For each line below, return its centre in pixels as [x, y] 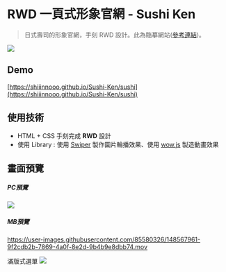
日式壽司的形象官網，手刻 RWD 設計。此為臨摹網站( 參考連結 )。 [114, 35]
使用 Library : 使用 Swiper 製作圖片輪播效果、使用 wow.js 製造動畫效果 [118, 144]
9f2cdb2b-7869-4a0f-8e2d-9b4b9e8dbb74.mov [78, 246]
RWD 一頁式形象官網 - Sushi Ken [102, 14]
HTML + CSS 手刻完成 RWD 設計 [64, 135]
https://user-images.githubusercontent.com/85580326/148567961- [104, 239]
